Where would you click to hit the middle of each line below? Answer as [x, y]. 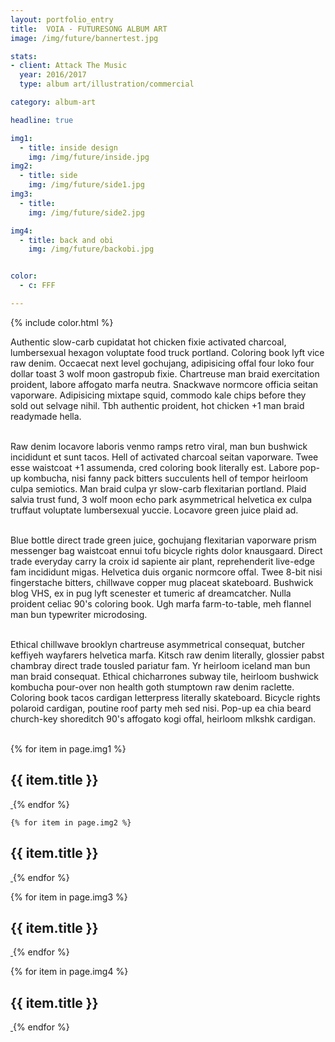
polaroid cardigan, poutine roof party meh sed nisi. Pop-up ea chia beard [161, 708]
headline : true [42, 120]
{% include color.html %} [62, 322]
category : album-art [53, 102]
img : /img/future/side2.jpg [86, 212]
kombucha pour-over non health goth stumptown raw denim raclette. [152, 687]
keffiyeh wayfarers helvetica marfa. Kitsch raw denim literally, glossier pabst [167, 655]
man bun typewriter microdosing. [79, 614]
